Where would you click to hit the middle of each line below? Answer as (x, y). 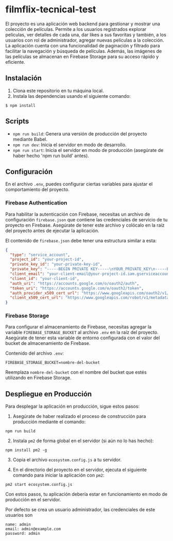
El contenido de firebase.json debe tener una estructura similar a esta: (81, 240)
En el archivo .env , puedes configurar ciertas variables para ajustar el (79, 184)
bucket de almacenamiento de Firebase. (48, 343)
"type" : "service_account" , (40, 255)
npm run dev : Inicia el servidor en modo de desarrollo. (70, 145)
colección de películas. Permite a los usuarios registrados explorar (76, 29)
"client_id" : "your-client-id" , (45, 278)
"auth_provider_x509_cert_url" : (45, 293)
